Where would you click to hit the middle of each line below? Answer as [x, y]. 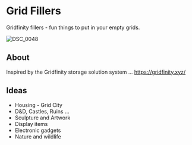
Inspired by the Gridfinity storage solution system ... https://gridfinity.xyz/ [96, 72]
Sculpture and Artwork [43, 118]
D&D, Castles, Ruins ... [42, 111]
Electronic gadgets [38, 130]
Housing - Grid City [38, 105]
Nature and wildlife [38, 136]
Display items [31, 124]
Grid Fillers [34, 11]
